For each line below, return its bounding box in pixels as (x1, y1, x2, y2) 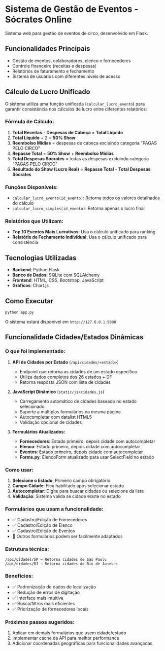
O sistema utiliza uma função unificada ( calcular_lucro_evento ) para (5, 101, 145, 107)
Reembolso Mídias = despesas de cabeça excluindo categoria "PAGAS (12, 140, 157, 146)
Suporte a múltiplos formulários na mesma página (19, 408, 121, 415)
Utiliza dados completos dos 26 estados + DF (19, 374, 112, 380)
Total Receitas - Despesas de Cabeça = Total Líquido (12, 129, 123, 135)
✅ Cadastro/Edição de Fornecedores (12, 517, 87, 523)
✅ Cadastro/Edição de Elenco (12, 522, 73, 528)
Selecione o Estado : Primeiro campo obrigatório (12, 477, 111, 483)
